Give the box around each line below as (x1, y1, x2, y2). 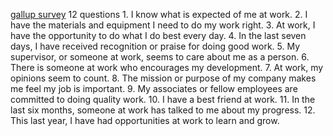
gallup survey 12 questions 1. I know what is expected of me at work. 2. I (10, 9, 308, 20)
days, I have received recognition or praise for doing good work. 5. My (10, 40, 301, 52)
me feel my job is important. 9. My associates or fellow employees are (10, 83, 298, 94)
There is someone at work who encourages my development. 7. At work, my (10, 62, 324, 73)
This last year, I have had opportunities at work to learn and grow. (10, 115, 280, 126)
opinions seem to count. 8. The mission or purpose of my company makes (10, 72, 317, 84)
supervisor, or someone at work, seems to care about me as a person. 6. (10, 51, 310, 63)
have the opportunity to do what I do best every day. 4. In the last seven (10, 30, 307, 41)
